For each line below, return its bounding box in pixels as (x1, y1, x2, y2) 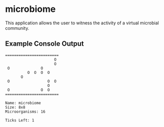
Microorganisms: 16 (5, 109, 46, 114)
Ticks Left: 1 (5, 118, 35, 123)
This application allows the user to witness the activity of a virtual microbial (5, 20, 159, 26)
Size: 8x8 (5, 105, 26, 110)
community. (5, 25, 29, 31)
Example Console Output (5, 40, 84, 48)
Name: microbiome (5, 100, 41, 105)
